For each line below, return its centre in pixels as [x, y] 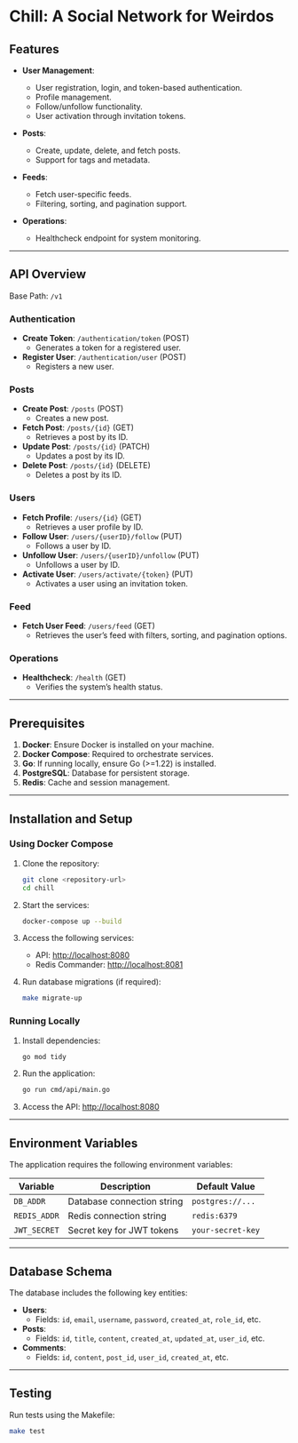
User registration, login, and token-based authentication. [139, 88]
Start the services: [56, 905]
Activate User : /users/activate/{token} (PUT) [107, 574]
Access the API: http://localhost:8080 [90, 1107]
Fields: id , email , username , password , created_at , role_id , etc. [148, 1319]
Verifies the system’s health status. [99, 687]
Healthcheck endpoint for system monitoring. [118, 238]
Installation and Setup [71, 819]
